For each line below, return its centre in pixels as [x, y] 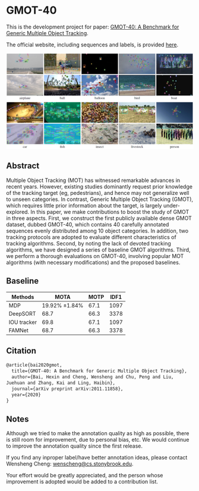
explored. [18, 212]
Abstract [23, 166]
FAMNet [18, 330]
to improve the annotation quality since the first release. [75, 446]
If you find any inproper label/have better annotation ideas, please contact [97, 458]
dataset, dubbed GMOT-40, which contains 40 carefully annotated [88, 224]
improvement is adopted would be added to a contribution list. [82, 481]
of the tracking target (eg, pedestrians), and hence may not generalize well [98, 193]
